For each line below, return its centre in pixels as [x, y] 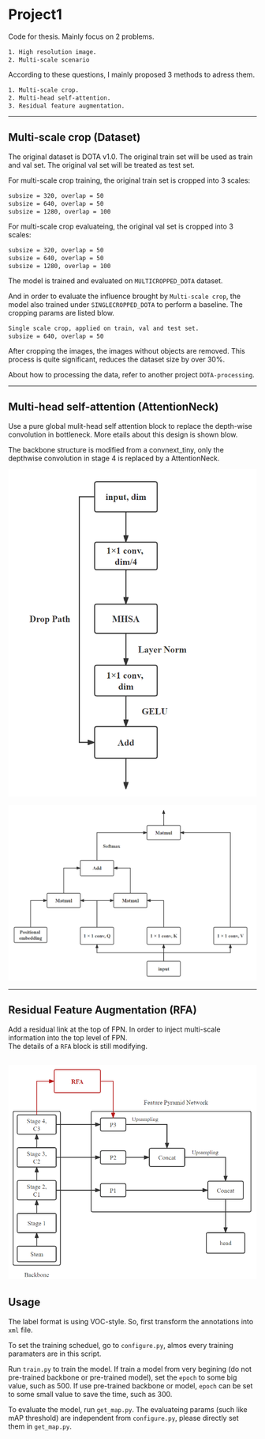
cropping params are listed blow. [61, 312]
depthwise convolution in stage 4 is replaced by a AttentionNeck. [114, 458]
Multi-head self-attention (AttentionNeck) [114, 407]
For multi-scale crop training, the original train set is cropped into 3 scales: [129, 180]
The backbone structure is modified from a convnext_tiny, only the [116, 449]
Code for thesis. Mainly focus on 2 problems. [81, 36]
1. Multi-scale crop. [44, 90]
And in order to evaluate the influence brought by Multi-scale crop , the [125, 296]
